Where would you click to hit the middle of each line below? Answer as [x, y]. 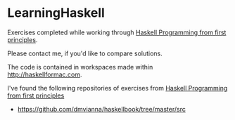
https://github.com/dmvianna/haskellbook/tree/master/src [102, 109]
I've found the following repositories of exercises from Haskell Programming [118, 88]
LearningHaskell [56, 13]
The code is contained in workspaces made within [80, 67]
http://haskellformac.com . [45, 74]
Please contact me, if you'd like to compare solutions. [85, 53]
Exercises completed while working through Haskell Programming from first [117, 32]
